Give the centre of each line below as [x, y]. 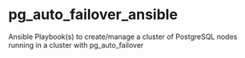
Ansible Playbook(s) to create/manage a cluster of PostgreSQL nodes [123, 37]
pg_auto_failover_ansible [93, 15]
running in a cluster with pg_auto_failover [76, 44]
